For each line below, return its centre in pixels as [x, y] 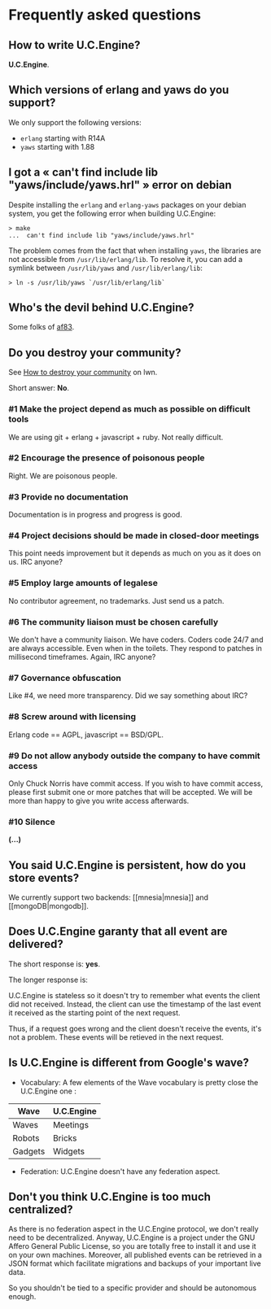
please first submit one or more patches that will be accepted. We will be [131, 792]
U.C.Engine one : [48, 1091]
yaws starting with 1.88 [57, 146]
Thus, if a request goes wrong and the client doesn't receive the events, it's [135, 1028]
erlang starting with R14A [63, 138]
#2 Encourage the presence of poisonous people [107, 458]
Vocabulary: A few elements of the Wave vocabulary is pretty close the [139, 1082]
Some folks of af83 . [42, 327]
